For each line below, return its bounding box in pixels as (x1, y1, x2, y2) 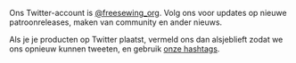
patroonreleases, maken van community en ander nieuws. (9, 17, 223, 28)
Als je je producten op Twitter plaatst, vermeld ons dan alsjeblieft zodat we (9, 35, 284, 44)
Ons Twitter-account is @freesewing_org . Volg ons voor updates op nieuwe (9, 8, 287, 18)
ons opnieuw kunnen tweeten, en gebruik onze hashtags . (9, 43, 220, 54)
